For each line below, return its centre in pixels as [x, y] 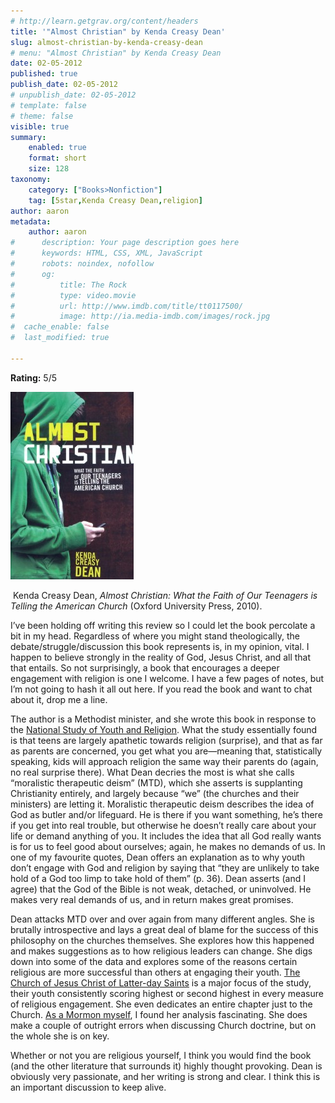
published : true [44, 74]
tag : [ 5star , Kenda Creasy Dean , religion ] [115, 200]
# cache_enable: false [60, 327]
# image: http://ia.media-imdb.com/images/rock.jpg [140, 316]
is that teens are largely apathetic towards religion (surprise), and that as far [166, 740]
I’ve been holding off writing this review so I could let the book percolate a [163, 625]
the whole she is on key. [60, 1036]
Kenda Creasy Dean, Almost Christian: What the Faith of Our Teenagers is [165, 595]
